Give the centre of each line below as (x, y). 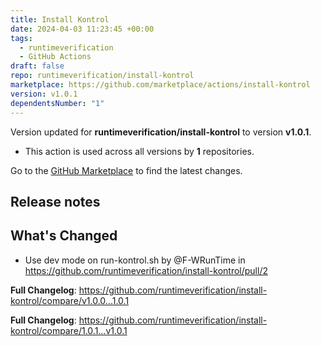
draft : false (37, 66)
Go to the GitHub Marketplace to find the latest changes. (126, 170)
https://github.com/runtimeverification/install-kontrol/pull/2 (146, 270)
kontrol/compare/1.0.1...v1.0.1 (69, 330)
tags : (21, 38)
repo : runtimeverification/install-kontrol (102, 76)
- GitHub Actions (55, 57)
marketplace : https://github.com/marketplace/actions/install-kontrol (160, 85)
